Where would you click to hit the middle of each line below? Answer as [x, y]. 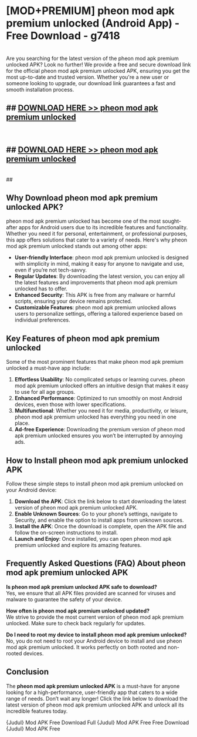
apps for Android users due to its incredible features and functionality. [103, 227]
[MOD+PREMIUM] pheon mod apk [90, 11]
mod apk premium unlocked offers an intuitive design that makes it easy [101, 386]
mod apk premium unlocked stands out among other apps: [77, 246]
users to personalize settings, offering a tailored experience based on [98, 314]
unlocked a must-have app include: [49, 368]
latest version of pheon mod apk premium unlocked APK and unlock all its [95, 705]
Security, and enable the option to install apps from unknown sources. [99, 520]
